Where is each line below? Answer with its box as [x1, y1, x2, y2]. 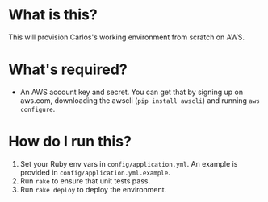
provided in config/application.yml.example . [19, 167, 171, 177]
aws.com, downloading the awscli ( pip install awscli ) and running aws [19, 95, 260, 105]
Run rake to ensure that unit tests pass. [19, 175, 151, 186]
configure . [19, 104, 56, 113]
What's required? [8, 60, 128, 79]
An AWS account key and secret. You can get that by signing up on [19, 87, 244, 97]
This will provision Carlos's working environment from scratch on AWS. [8, 32, 245, 42]
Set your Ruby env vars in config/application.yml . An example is [19, 159, 238, 168]
